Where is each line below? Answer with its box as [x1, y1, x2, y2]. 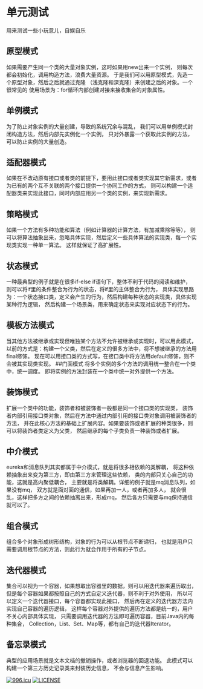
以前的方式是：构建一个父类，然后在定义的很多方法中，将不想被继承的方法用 [6, 344, 197, 352]
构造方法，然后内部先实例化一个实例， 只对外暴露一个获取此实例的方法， [11, 130, 193, 137]
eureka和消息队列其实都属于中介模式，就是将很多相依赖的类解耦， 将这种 [6, 464, 189, 471]
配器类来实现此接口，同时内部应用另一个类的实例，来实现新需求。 [6, 190, 170, 197]
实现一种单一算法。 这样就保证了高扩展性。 [16, 242, 124, 249]
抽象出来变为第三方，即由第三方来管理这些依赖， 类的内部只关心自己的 [11, 471, 188, 478]
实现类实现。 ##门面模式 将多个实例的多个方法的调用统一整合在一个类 [22, 360, 196, 367]
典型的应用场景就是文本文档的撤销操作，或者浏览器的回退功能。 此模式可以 [6, 656, 193, 664]
